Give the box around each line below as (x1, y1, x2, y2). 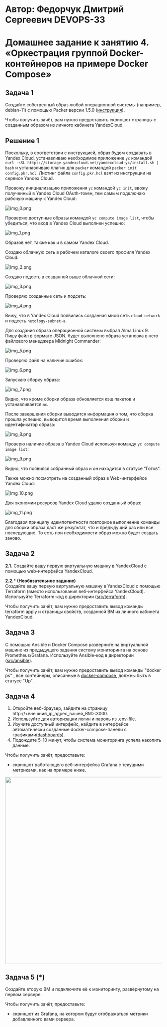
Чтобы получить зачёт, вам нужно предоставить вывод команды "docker (5, 667, 161, 673)
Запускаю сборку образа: (5, 377, 61, 383)
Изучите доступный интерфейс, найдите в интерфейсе (12, 721, 129, 727)
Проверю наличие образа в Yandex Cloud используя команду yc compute (5, 441, 160, 447)
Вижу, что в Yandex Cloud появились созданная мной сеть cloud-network (5, 313, 160, 318)
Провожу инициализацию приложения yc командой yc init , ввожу (5, 185, 148, 191)
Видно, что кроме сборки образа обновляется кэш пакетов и (5, 396, 136, 402)
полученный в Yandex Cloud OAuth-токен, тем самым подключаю (5, 191, 145, 196)
